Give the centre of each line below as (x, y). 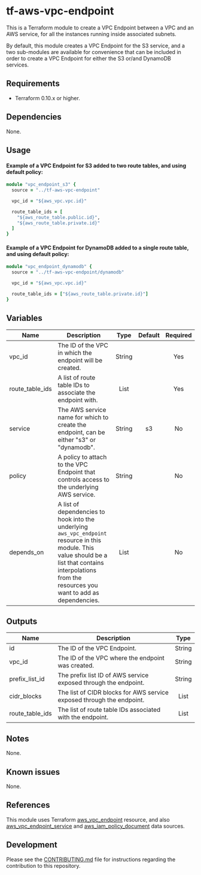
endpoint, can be (82, 432)
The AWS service (82, 410)
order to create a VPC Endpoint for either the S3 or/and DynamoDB (89, 58)
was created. (76, 666)
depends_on (27, 552)
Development (32, 845)
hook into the (76, 519)
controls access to (83, 479)
